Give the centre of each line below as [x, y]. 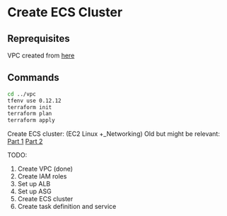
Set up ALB [34, 184]
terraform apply [31, 120]
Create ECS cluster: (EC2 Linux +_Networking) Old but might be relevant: [114, 134]
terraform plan [30, 114]
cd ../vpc [22, 94]
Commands [34, 78]
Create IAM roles [42, 176]
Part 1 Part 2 [25, 142]
